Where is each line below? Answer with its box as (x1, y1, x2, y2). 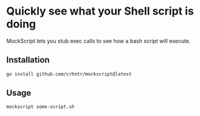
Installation (6, 55, 50, 65)
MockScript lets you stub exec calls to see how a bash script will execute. (6, 37, 191, 44)
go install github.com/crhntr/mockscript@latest (6, 71, 132, 77)
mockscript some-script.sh (6, 104, 75, 110)
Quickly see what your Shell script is (6, 4, 195, 18)
